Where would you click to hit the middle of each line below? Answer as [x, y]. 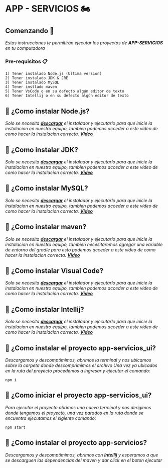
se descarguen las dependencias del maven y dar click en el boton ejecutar [84, 460]
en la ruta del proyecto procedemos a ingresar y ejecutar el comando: [78, 370]
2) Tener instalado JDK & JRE [37, 78]
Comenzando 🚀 [30, 30]
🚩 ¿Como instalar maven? [46, 227]
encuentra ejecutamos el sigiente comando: [51, 418]
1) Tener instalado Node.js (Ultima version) [53, 74]
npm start [16, 427]
